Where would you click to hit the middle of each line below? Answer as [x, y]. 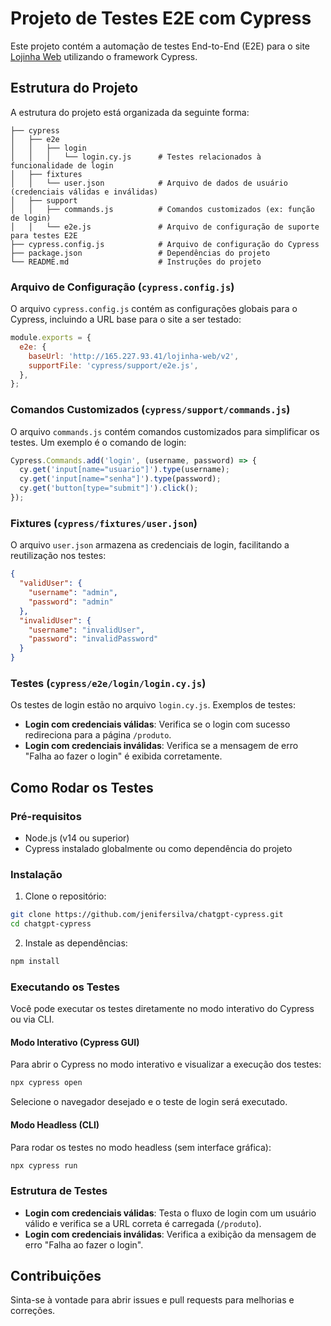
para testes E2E [44, 235]
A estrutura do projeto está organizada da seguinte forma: [130, 112]
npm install [35, 962]
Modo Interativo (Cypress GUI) [75, 1042]
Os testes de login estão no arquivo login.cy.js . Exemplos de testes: [153, 705]
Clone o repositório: [65, 896]
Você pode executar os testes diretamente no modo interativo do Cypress [162, 1009]
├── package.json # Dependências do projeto [140, 253]
